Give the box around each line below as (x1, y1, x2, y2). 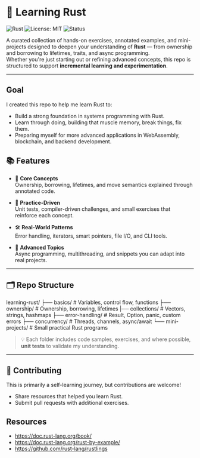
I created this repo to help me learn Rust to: (6, 101, 112, 108)
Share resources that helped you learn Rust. (14, 393, 123, 400)
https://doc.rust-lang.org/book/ (14, 432, 92, 439)
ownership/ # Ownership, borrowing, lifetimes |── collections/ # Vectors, (6, 305, 186, 312)
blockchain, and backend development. (14, 137, 112, 145)
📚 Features (6, 156, 50, 166)
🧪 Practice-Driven (14, 199, 61, 206)
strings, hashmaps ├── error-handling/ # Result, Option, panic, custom (6, 312, 181, 319)
